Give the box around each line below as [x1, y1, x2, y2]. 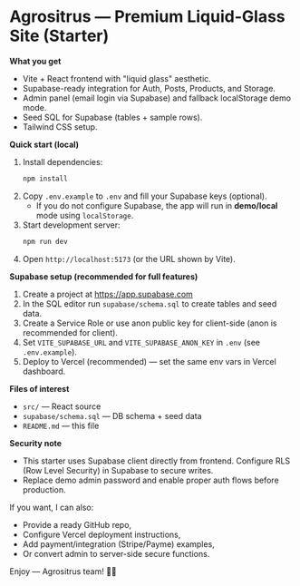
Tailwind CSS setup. [22, 121, 98, 132]
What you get [9, 55, 62, 66]
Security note [9, 437, 62, 448]
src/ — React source [22, 401, 102, 412]
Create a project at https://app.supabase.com [22, 288, 193, 299]
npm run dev [22, 237, 68, 246]
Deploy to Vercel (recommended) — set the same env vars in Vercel [22, 356, 276, 366]
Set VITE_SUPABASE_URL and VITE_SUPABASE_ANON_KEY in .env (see [22, 337, 261, 347]
